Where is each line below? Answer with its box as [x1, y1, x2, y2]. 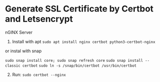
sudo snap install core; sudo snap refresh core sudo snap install [5, 58, 143, 63]
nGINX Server [5, 29, 33, 35]
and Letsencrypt [5, 13, 73, 24]
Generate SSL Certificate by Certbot [5, 3, 154, 14]
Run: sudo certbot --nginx [12, 71, 66, 77]
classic [5, 63, 21, 68]
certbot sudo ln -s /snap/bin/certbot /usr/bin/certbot [22, 63, 137, 68]
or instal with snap [5, 48, 42, 54]
